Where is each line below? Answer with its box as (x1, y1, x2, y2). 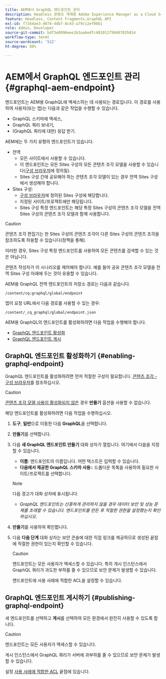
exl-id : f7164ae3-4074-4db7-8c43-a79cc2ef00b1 (5, 21, 103, 26)
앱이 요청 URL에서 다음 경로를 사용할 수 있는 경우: (5, 300, 100, 306)
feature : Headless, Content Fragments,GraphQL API (5, 16, 112, 21)
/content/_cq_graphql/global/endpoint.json (5, 310, 96, 315)
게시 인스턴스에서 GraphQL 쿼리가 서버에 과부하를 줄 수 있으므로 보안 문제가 (5, 652, 151, 658)
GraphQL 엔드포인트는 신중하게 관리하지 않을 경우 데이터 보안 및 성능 (19, 501, 153, 507)
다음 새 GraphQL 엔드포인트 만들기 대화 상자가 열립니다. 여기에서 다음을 (12, 442, 151, 448)
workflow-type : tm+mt (5, 35, 50, 40)
